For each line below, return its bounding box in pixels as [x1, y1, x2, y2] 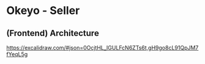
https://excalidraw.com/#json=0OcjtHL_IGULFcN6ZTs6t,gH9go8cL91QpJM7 [6, 44, 199, 51]
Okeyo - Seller [6, 4, 80, 18]
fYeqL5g [6, 51, 28, 58]
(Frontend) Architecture [6, 28, 99, 38]
